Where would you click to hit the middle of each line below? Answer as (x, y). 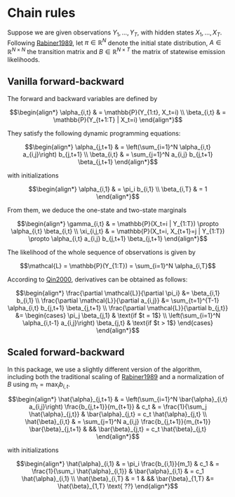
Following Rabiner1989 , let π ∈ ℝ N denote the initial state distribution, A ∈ (114, 42)
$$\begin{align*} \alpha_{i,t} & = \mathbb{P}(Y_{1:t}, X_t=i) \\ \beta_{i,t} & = (118, 112)
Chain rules (41, 13)
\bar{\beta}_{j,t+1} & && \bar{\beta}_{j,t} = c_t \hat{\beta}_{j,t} (118, 429)
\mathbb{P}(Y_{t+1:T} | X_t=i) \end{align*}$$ (118, 119)
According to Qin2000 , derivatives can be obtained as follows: (98, 279)
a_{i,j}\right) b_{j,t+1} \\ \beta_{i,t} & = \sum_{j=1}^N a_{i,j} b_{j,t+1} (118, 154)
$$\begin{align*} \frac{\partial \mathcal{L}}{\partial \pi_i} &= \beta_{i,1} (118, 293)
